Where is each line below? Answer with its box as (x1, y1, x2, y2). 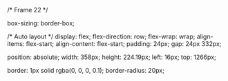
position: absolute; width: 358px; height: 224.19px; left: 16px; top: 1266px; (7, 53, 216, 61)
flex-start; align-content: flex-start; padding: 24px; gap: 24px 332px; (26, 40, 222, 47)
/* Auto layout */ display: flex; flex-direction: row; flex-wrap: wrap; (7, 32, 196, 40)
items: (7, 40, 25, 47)
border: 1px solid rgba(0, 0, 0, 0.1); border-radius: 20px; (7, 67, 164, 74)
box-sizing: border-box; (7, 19, 75, 27)
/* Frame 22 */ (7, 6, 48, 14)
